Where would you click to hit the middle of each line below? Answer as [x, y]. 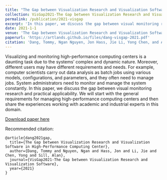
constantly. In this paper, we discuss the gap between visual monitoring [79, 88]
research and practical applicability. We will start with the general [72, 93]
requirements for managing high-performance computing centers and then [82, 99]
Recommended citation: [30, 129]
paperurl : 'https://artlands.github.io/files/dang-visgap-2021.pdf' [78, 38]
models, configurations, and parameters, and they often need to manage [80, 77]
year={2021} [22, 168]
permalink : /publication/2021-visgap [44, 19]
